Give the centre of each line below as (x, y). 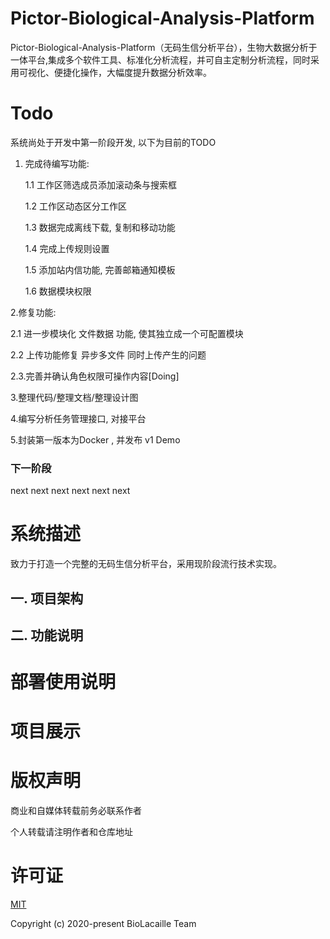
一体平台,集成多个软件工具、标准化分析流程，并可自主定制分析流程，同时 (161, 59)
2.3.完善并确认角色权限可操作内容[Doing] (95, 376)
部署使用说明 (63, 682)
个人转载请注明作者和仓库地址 (71, 832)
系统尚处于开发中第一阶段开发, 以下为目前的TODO (113, 142)
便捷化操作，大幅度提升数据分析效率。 (132, 72)
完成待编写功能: (57, 163)
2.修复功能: (33, 312)
